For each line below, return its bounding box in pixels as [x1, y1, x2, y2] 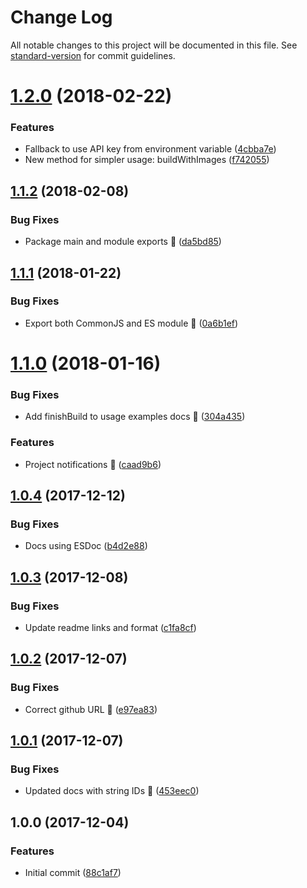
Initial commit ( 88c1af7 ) [24, 867, 122, 879]
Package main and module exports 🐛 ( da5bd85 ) [24, 236, 222, 248]
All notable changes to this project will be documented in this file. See [10, 39, 298, 51]
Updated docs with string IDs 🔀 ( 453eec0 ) [24, 785, 200, 797]
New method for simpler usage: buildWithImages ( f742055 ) [24, 154, 270, 166]
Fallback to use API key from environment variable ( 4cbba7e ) [24, 143, 277, 155]
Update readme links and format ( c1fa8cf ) [24, 621, 197, 633]
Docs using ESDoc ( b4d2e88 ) [24, 540, 148, 552]
